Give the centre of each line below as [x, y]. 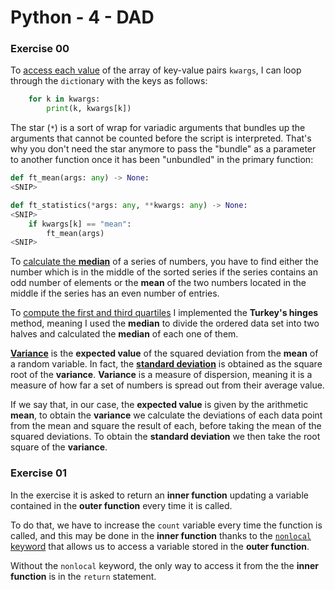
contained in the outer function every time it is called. [121, 505]
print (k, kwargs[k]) [89, 109]
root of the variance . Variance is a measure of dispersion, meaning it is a [161, 375]
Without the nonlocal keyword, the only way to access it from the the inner [164, 565]
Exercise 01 [39, 473]
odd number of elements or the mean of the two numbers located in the [158, 283]
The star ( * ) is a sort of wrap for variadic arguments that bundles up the [158, 128]
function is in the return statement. [83, 576]
